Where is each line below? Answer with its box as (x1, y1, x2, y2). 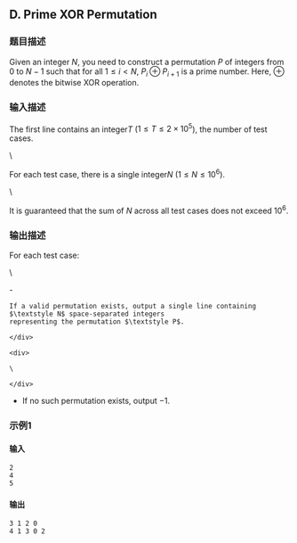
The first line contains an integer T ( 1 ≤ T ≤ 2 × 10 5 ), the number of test (9, 122, 269, 135)
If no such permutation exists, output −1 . (21, 396, 171, 407)
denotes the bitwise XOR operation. (9, 78, 140, 88)
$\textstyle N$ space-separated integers (9, 309, 165, 319)
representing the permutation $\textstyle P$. (9, 317, 185, 326)
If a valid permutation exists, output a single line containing (9, 302, 256, 311)
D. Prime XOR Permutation (9, 7, 157, 22)
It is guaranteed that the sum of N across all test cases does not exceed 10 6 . (9, 204, 289, 216)
